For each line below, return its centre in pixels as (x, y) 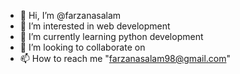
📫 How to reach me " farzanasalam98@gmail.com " (125, 58)
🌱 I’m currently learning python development (111, 36)
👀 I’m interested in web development (95, 26)
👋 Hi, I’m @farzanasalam (70, 15)
